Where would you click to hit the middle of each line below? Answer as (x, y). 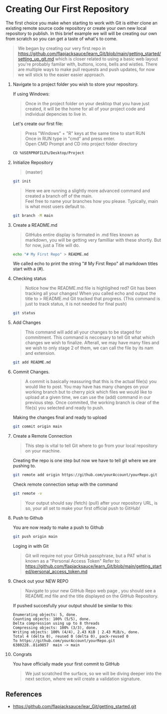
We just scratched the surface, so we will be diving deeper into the (93, 673)
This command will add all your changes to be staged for (83, 332)
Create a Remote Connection (42, 436)
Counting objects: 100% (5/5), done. (52, 619)
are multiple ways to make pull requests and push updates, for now (86, 69)
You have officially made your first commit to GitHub (66, 664)
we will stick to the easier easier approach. (61, 74)
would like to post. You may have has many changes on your (87, 387)
